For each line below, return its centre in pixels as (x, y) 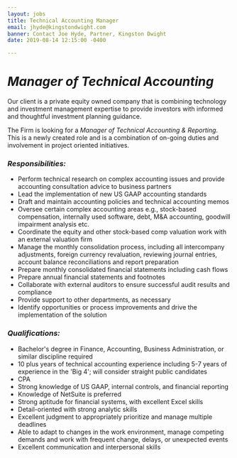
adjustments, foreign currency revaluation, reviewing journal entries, (117, 255)
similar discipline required (55, 356)
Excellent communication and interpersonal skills (89, 447)
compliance (35, 293)
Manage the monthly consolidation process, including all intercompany (121, 247)
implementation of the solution (62, 315)
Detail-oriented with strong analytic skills (77, 409)
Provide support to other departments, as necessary (94, 300)
